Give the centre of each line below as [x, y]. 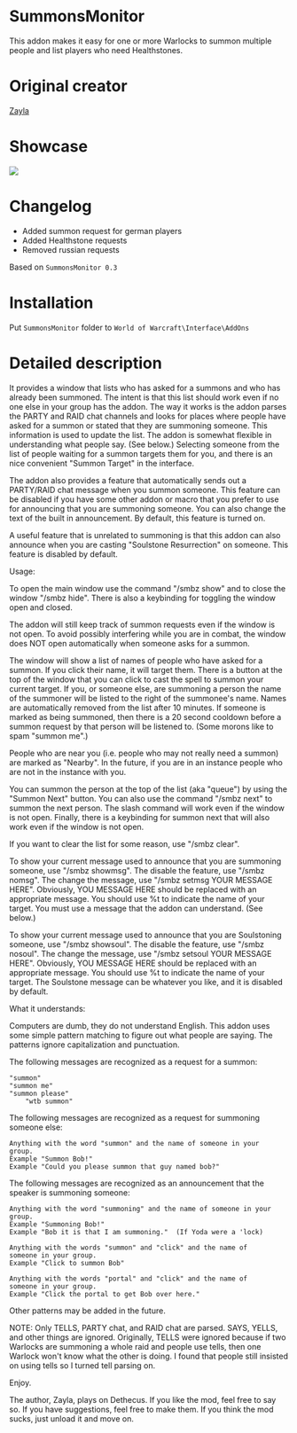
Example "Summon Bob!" [51, 1159]
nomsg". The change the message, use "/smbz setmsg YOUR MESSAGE [141, 880]
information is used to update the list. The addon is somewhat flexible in [141, 435]
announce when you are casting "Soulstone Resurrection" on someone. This [149, 544]
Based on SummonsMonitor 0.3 [63, 267]
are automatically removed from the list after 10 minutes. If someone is [137, 708]
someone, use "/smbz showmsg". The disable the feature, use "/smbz [137, 870]
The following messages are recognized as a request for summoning [134, 1117]
